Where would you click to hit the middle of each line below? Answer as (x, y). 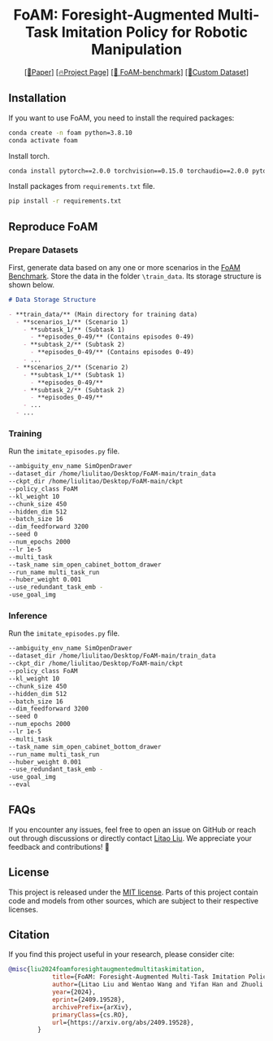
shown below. (32, 284)
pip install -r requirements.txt (65, 201)
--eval (19, 785)
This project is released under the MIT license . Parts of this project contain (133, 892)
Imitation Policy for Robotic (154, 32)
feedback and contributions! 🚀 (59, 846)
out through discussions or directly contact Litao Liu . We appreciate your (130, 838)
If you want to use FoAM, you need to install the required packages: (121, 118)
